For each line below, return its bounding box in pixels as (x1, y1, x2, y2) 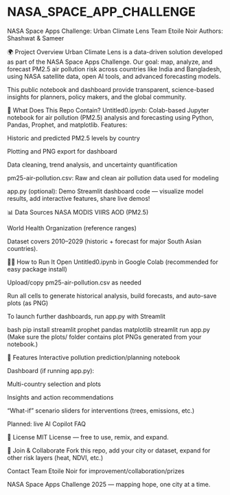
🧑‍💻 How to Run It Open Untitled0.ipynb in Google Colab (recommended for (7, 258, 218, 266)
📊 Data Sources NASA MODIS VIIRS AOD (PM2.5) (7, 208, 149, 216)
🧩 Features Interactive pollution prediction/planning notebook (7, 353, 181, 361)
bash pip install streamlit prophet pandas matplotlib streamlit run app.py (7, 325, 211, 333)
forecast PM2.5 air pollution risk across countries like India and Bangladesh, (7, 64, 222, 73)
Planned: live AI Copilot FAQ (7, 420, 87, 428)
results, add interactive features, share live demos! (7, 194, 150, 202)
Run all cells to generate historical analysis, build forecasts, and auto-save (7, 291, 218, 300)
